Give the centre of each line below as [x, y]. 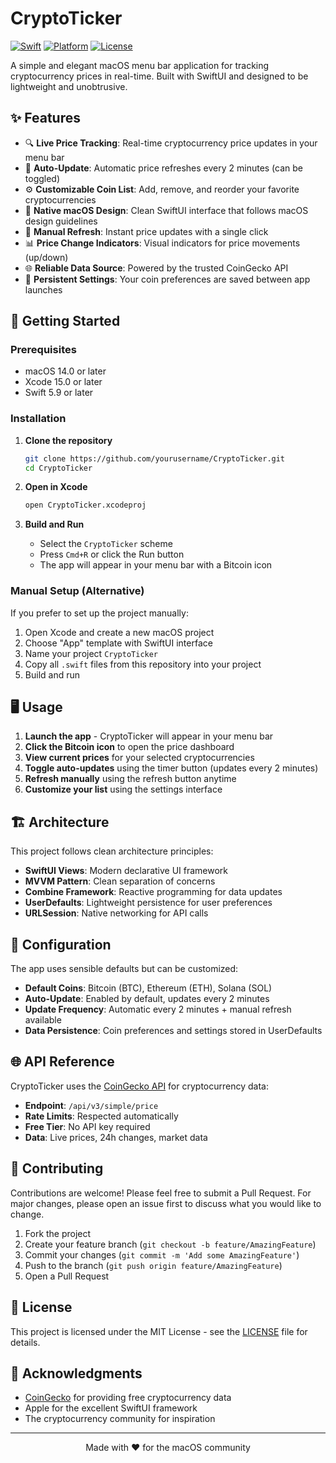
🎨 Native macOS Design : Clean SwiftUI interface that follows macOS [166, 210]
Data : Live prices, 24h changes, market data [116, 1137]
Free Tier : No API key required [87, 1126]
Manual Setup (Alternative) [77, 591]
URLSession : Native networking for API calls [116, 913]
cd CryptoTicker [58, 468]
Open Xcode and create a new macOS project [119, 632]
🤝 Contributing [57, 1168]
